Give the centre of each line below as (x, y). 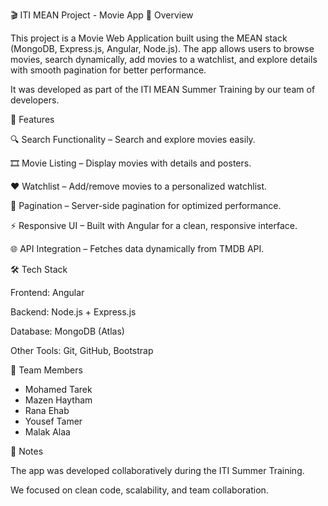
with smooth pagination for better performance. (108, 70)
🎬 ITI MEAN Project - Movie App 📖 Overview (102, 15)
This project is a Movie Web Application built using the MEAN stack (149, 38)
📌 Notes (27, 451)
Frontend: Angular (47, 292)
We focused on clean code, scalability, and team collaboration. (139, 490)
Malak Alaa (47, 432)
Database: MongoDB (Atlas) (67, 331)
